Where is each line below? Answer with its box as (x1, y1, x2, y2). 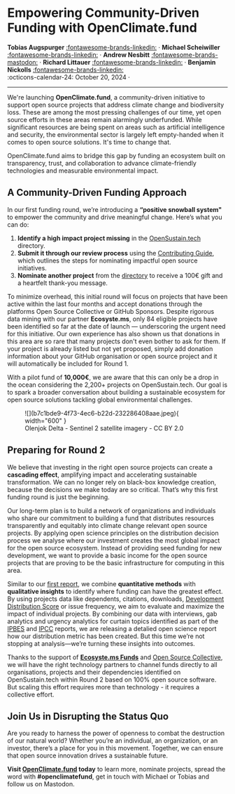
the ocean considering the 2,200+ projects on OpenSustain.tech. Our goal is (7, 381, 228, 389)
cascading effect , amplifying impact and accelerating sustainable (7, 470, 197, 479)
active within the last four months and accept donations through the (7, 300, 203, 308)
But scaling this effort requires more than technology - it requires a (7, 682, 199, 691)
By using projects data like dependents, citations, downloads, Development (7, 595, 225, 603)
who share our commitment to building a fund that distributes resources (7, 514, 215, 522)
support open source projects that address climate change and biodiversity (7, 100, 225, 109)
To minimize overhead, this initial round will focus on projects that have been (7, 292, 228, 300)
